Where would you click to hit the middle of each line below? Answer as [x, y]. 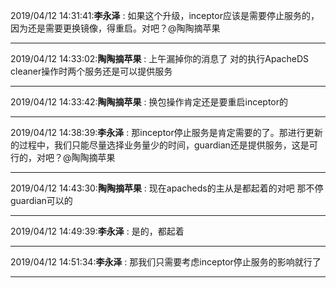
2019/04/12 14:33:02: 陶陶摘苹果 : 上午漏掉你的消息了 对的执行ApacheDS [159, 58]
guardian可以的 [41, 200]
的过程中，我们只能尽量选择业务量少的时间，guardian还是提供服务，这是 [160, 145]
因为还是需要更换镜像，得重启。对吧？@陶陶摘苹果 [115, 28]
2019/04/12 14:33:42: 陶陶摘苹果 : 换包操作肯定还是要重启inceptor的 [149, 102]
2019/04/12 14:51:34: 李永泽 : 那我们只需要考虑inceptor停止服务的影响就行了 [166, 262]
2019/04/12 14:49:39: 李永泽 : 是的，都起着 [97, 231]
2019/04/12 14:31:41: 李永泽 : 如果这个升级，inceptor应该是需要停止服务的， [165, 15]
